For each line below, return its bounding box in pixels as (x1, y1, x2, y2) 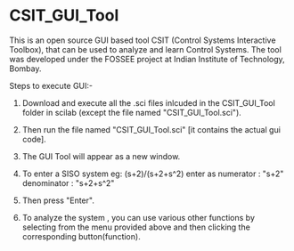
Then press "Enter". (21, 195, 95, 206)
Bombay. (9, 63, 42, 74)
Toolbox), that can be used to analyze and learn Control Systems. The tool (9, 44, 282, 54)
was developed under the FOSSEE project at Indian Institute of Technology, (9, 53, 285, 64)
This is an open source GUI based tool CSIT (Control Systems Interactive (9, 35, 276, 45)
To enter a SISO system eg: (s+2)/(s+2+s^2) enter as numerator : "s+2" (21, 168, 284, 179)
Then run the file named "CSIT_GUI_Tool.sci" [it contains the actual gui (21, 124, 281, 134)
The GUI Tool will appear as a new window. (21, 150, 181, 161)
